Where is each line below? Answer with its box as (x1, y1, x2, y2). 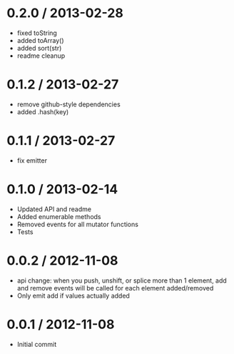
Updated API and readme (16, 205, 92, 213)
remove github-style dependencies (16, 100, 121, 108)
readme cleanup (16, 51, 66, 60)
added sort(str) (16, 44, 62, 52)
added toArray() (16, 36, 64, 44)
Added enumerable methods (16, 212, 101, 221)
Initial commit (16, 340, 57, 348)
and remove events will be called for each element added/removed (16, 283, 214, 292)
